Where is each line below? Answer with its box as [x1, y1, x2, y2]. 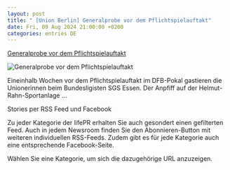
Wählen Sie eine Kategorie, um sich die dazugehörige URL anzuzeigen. [7, 155, 212, 163]
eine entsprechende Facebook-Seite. [7, 141, 114, 150]
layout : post [7, 10, 46, 18]
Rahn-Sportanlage [7, 91, 61, 100]
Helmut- [198, 84, 223, 92]
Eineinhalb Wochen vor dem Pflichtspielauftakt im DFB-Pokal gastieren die [7, 77, 222, 85]
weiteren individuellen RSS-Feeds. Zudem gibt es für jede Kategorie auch [7, 133, 219, 142]
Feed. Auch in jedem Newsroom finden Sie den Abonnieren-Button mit [7, 126, 211, 134]
